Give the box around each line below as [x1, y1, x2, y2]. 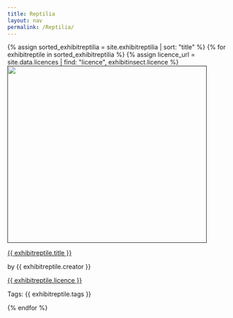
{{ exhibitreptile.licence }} [7, 276, 83, 285]
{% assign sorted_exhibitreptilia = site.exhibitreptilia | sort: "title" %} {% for [7, 43, 227, 52]
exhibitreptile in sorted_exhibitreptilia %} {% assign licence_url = [7, 50, 195, 59]
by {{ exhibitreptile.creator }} [7, 263, 91, 271]
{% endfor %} [7, 304, 48, 312]
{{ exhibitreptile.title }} [7, 249, 72, 257]
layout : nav [7, 17, 42, 24]
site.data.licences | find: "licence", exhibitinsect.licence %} [7, 58, 179, 67]
